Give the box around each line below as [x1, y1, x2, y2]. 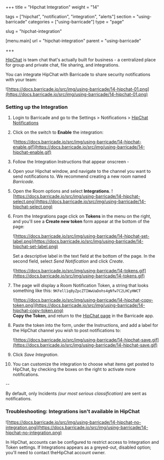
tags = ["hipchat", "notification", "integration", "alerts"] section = [5, 14, 136, 19]
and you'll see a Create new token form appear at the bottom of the [12, 218, 150, 224]
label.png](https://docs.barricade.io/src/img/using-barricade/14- [12, 239, 144, 244]
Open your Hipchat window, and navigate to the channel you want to [12, 169, 151, 174]
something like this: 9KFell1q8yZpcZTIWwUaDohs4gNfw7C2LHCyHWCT [12, 288, 141, 293]
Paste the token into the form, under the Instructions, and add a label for [12, 322, 159, 328]
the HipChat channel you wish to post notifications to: [12, 328, 121, 334]
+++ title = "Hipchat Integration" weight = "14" [5, 4, 99, 10]
